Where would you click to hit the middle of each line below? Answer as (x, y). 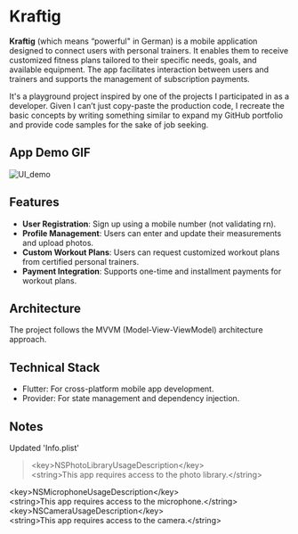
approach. (28, 340)
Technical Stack (55, 367)
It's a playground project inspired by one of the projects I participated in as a (149, 96)
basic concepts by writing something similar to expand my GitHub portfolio (146, 115)
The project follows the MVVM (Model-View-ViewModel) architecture (137, 330)
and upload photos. (58, 242)
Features (34, 202)
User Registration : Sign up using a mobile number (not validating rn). (149, 224)
